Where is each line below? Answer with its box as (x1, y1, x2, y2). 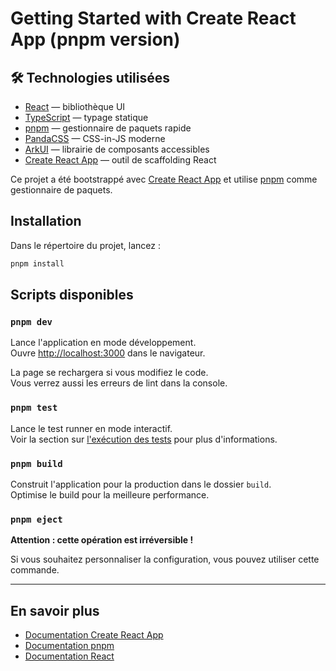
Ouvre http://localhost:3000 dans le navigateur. (10, 347, 206, 359)
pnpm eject (10, 513, 63, 525)
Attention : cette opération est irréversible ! (10, 534, 194, 546)
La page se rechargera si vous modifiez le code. (10, 367, 209, 379)
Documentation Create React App (24, 629, 164, 641)
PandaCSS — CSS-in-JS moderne (24, 133, 166, 144)
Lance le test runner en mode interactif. (10, 422, 173, 434)
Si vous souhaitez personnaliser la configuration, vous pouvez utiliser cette (10, 553, 320, 566)
